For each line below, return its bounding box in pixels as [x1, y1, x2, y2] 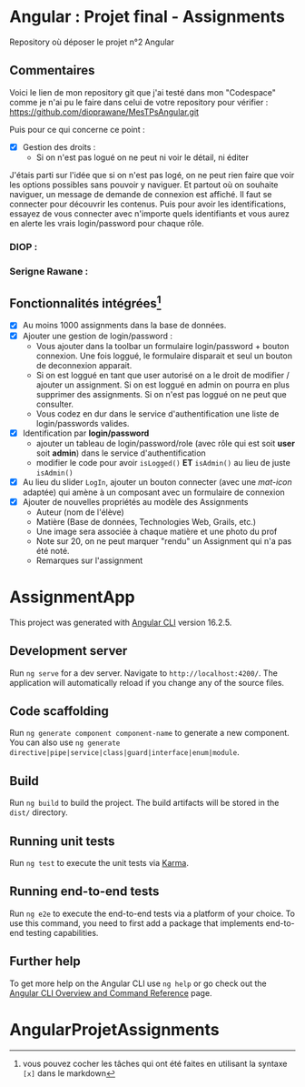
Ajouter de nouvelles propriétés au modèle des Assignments [22, 496, 249, 507]
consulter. [35, 398, 74, 409]
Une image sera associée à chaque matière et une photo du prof [35, 526, 278, 537]
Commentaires [9, 63, 95, 78]
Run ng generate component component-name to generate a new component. [9, 728, 290, 739]
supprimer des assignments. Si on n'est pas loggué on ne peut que [35, 388, 288, 399]
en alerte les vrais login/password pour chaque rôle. [9, 217, 204, 228]
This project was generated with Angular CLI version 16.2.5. [9, 617, 232, 628]
